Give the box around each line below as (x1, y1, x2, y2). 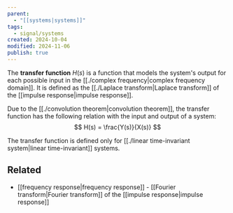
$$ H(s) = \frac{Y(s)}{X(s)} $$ (73, 123, 162, 131)
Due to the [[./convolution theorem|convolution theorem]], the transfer (7, 104, 210, 113)
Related (7, 164, 42, 176)
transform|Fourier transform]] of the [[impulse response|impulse (17, 190, 204, 198)
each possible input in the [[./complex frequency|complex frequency (7, 76, 205, 84)
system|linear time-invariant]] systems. (7, 144, 120, 152)
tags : (7, 23, 23, 30)
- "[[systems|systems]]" (13, 17, 86, 24)
